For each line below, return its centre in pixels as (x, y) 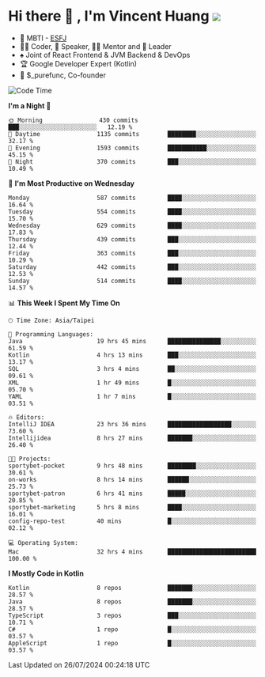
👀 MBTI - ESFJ (43, 38)
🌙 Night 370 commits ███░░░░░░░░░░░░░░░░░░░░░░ (132, 161)
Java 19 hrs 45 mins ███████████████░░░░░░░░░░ (132, 341)
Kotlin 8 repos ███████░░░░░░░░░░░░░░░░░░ (132, 588)
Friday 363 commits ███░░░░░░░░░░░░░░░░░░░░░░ (132, 253)
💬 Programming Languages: (51, 334)
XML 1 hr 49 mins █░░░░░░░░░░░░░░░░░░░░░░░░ (132, 383)
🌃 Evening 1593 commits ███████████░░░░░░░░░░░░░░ (132, 148)
